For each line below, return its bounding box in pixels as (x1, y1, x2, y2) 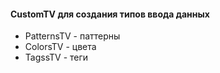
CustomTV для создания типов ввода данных (10, 8, 210, 20)
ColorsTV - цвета (24, 41, 97, 53)
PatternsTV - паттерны (24, 30, 121, 42)
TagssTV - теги (24, 51, 89, 64)
